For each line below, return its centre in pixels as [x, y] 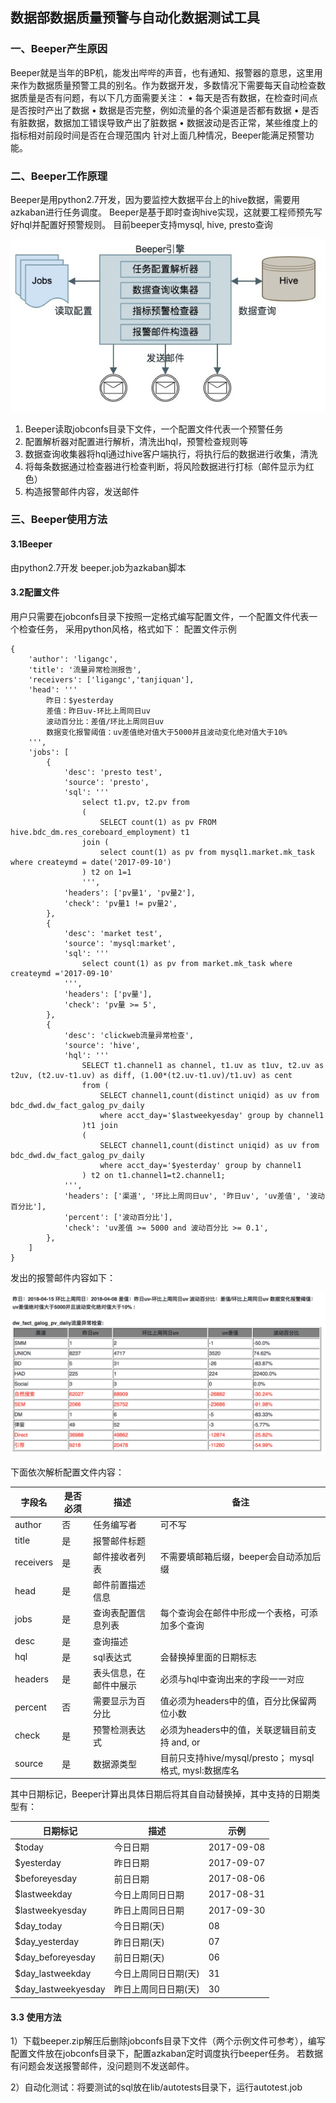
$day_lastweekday [53, 1973]
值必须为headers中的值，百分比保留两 [238, 1701]
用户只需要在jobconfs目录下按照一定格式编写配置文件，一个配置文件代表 [160, 616]
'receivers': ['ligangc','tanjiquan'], [111, 679]
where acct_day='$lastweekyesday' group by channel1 [212, 1115]
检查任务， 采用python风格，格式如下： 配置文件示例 [127, 629]
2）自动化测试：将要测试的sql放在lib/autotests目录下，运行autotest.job [156, 2087]
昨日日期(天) [139, 1942]
